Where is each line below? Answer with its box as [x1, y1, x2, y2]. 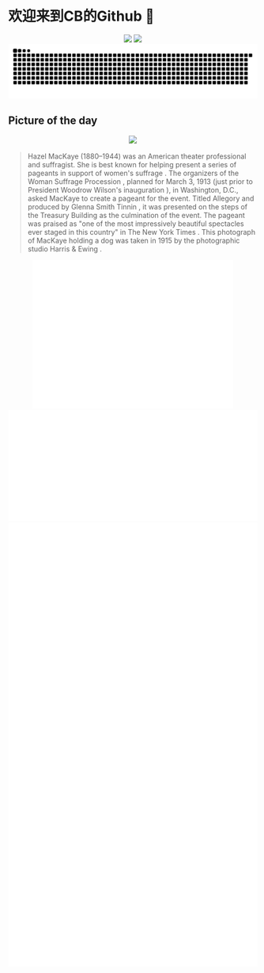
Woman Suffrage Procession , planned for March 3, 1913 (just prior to [27, 176, 253, 186]
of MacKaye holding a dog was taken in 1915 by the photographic [27, 236, 240, 245]
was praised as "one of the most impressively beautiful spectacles [27, 219, 244, 228]
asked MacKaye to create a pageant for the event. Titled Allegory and [27, 193, 255, 203]
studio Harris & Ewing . [27, 243, 103, 254]
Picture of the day [8, 114, 98, 128]
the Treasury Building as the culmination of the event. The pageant [27, 210, 245, 220]
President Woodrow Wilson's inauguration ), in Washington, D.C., [27, 185, 239, 194]
